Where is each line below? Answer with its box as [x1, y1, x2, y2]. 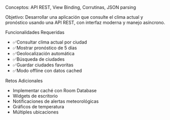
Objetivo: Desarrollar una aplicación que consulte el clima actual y [5, 14, 144, 20]
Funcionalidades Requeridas [5, 29, 65, 35]
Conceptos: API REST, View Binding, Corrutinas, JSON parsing [5, 5, 136, 10]
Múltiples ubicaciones [12, 109, 59, 115]
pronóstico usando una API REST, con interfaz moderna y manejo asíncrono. [5, 20, 165, 25]
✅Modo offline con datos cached [12, 68, 82, 73]
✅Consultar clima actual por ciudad [12, 39, 87, 45]
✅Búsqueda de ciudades [12, 56, 65, 62]
